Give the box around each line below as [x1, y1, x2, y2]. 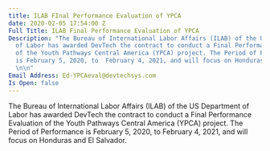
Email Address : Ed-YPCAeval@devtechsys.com [8, 71, 157, 80]
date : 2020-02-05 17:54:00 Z [8, 19, 106, 27]
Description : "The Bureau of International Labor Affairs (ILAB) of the [8, 34, 257, 43]
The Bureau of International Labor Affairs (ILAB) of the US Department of [8, 101, 250, 111]
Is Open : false [8, 79, 59, 87]
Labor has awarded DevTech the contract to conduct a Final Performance [8, 109, 252, 119]
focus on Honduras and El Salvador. [8, 135, 127, 145]
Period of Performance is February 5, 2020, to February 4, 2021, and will [8, 126, 248, 137]
